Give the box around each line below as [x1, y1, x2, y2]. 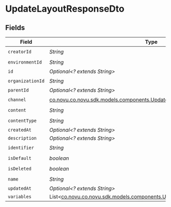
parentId [8, 87, 29, 93]
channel [8, 97, 26, 102]
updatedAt [8, 186, 32, 191]
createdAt [8, 127, 32, 133]
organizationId [8, 78, 45, 84]
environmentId [8, 59, 42, 65]
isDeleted [8, 166, 32, 171]
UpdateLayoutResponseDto [5, 3, 125, 15]
